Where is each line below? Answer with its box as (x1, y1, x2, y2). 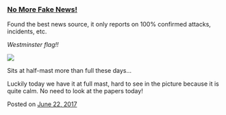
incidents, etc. (7, 27, 47, 35)
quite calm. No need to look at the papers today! (7, 87, 144, 95)
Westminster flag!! (7, 41, 60, 49)
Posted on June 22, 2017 (7, 100, 77, 108)
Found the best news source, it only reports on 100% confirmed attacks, (7, 20, 211, 29)
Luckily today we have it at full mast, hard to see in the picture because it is (7, 80, 219, 88)
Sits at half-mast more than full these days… (7, 67, 132, 75)
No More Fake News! (7, 5, 77, 14)
